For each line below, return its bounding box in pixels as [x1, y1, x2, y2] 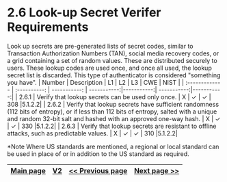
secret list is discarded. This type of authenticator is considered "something [7, 70, 221, 79]
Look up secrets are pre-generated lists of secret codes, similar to [7, 42, 193, 50]
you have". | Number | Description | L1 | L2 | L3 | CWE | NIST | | [7, 78, 185, 86]
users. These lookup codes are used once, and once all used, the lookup [7, 64, 212, 72]
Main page [10, 166, 46, 175]
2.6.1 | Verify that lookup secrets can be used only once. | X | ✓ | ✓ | [18, 92, 211, 101]
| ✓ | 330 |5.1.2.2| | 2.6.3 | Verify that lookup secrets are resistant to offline [7, 122, 217, 130]
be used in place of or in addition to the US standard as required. [7, 149, 189, 158]
